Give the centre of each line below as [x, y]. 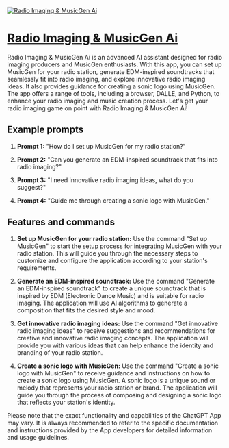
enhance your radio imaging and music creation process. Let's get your [108, 101]
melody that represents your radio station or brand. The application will [117, 388]
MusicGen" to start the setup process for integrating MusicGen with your [120, 246]
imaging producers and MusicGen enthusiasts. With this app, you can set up [114, 64]
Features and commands [61, 222]
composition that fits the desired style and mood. [86, 310]
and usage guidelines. [38, 437]
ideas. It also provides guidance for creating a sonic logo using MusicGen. [111, 86]
